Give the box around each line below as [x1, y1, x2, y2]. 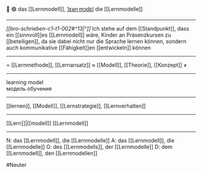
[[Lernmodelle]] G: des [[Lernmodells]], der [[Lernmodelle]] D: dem [6, 144, 173, 150]
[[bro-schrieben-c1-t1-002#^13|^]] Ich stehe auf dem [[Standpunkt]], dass [6, 25, 189, 32]
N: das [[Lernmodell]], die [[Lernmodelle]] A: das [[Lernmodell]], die [6, 137, 175, 144]
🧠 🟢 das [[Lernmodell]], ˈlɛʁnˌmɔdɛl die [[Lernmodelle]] [6, 5, 143, 13]
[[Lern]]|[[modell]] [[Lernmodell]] [6, 120, 88, 127]
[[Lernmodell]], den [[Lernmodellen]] [6, 150, 98, 157]
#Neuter [6, 162, 27, 168]
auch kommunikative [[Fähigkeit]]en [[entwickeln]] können [6, 44, 151, 51]
